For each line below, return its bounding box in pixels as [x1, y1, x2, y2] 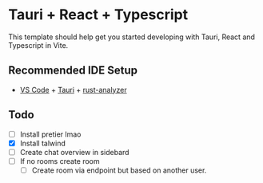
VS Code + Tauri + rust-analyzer [19, 85, 127, 94]
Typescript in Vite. [8, 40, 69, 50]
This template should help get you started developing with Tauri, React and [8, 32, 256, 42]
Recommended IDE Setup [8, 64, 138, 78]
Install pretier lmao [19, 129, 82, 139]
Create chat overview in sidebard [19, 147, 130, 157]
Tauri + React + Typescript [8, 6, 189, 24]
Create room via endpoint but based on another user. [31, 165, 207, 175]
